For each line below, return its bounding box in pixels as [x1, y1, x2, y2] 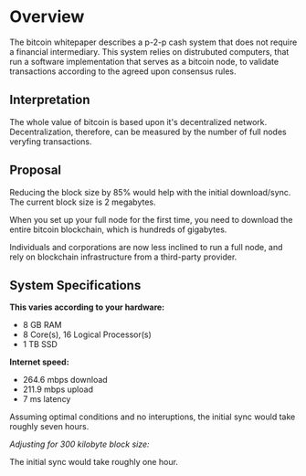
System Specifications [9, 277, 142, 293]
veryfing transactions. [9, 135, 92, 147]
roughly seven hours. [9, 421, 90, 432]
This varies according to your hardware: [9, 301, 165, 312]
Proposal [9, 163, 62, 178]
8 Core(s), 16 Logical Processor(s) [22, 329, 153, 340]
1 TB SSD [22, 339, 58, 350]
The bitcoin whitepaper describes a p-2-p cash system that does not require [9, 37, 298, 48]
